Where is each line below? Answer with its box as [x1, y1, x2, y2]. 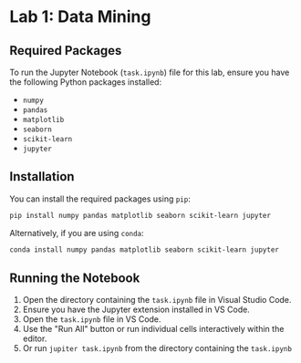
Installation [9, 169, 75, 184]
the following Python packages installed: [9, 77, 162, 88]
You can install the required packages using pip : [9, 193, 192, 204]
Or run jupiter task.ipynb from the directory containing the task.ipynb [22, 343, 292, 354]
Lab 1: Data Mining [9, 6, 151, 27]
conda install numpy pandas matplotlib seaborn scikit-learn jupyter [9, 244, 280, 254]
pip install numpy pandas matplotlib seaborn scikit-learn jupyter [9, 211, 272, 220]
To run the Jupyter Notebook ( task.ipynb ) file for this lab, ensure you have [9, 67, 290, 78]
